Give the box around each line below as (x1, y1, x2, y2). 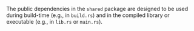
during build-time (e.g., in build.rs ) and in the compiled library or (6, 12, 170, 19)
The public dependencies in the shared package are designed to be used (6, 5, 189, 12)
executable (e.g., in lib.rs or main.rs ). (6, 18, 103, 25)
